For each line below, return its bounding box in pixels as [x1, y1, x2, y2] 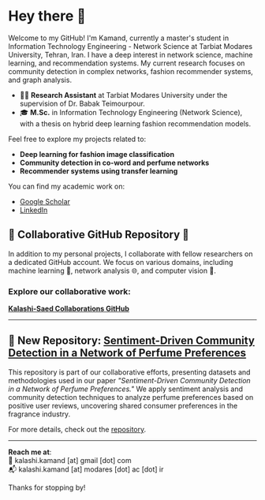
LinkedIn [19, 205, 48, 215]
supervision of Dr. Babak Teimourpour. [19, 99, 146, 108]
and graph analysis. [8, 75, 73, 84]
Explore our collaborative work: [8, 285, 132, 297]
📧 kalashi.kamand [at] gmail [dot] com [8, 455, 132, 465]
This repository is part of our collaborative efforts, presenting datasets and [8, 367, 251, 377]
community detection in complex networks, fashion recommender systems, [8, 66, 254, 76]
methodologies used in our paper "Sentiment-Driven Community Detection [8, 375, 251, 385]
